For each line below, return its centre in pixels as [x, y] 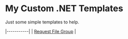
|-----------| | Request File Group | [41, 31]
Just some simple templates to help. [42, 22]
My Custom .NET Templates [64, 9]
